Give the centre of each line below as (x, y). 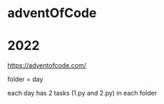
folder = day (25, 79)
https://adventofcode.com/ (47, 66)
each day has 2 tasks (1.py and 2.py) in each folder (82, 93)
